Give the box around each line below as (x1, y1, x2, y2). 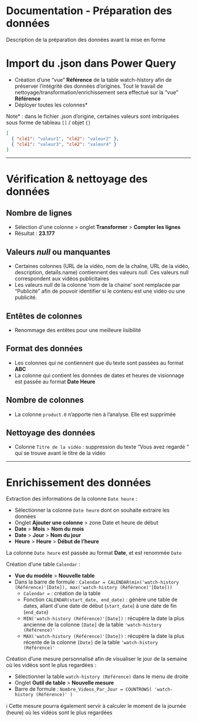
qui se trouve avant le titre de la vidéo (14, 449, 106, 457)
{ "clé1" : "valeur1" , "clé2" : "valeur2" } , (11, 135, 119, 142)
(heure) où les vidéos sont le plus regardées (6, 709, 113, 716)
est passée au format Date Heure (14, 378, 96, 385)
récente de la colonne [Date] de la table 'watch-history (23, 639, 158, 646)
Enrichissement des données (6, 476, 151, 489)
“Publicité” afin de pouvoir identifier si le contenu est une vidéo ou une (14, 287, 186, 295)
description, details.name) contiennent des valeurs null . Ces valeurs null (14, 269, 189, 276)
